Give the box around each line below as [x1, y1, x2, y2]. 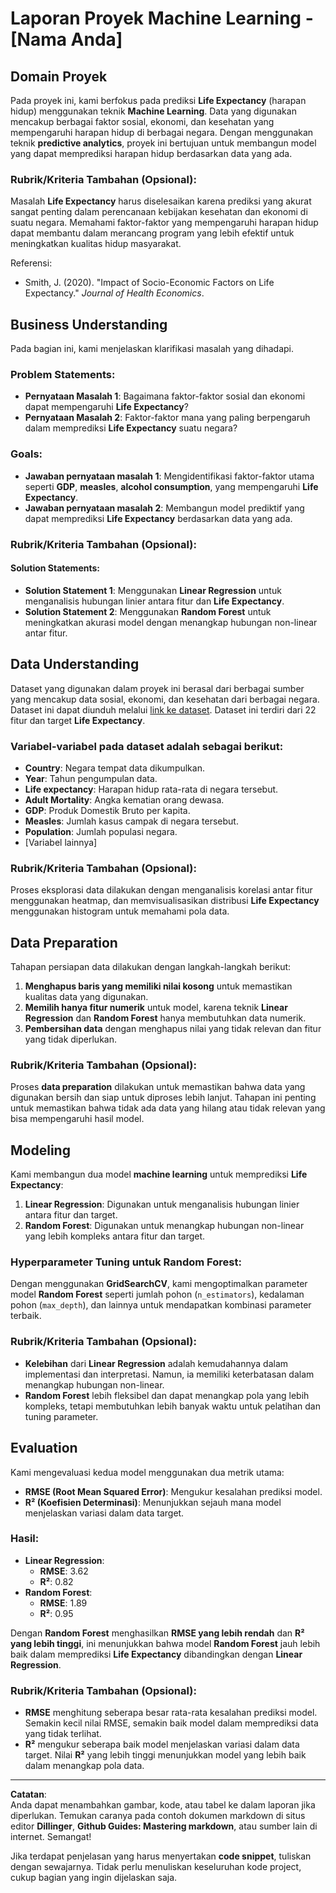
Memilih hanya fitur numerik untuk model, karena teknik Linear [24, 1002, 288, 1014]
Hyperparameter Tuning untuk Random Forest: [10, 1255, 242, 1269]
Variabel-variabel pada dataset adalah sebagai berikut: [10, 739, 284, 753]
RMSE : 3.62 [39, 1565, 89, 1577]
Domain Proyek [10, 68, 108, 85]
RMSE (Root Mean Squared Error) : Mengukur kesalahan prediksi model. [24, 1485, 323, 1497]
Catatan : [10, 1788, 47, 1801]
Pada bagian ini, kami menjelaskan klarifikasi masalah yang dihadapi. [10, 343, 294, 355]
